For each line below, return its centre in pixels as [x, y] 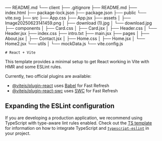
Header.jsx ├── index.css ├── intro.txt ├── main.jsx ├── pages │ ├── [77, 33]
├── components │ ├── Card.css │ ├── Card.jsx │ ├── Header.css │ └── [81, 28]
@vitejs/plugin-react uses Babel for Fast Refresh [61, 86]
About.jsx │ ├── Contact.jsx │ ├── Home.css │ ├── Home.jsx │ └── [75, 38]
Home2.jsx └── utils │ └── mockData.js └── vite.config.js [64, 44]
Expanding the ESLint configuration [60, 106]
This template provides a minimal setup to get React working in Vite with [77, 62]
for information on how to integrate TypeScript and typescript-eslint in [77, 128]
